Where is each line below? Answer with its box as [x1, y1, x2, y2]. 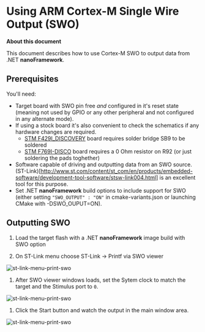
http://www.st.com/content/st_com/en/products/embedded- [40, 167, 193, 174]
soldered [24, 141, 47, 149]
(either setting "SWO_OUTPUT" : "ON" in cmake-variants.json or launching [15, 193, 196, 201]
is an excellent [159, 174, 196, 181]
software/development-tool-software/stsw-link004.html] [15, 174, 158, 181]
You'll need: [6, 90, 37, 98]
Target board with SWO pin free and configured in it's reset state [15, 102, 179, 109]
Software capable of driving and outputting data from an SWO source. [15, 161, 193, 168]
